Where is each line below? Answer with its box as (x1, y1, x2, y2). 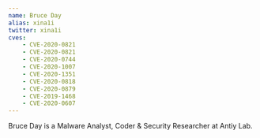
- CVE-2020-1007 (22, 63, 77, 71)
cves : (8, 33, 26, 42)
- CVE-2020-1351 (22, 70, 77, 78)
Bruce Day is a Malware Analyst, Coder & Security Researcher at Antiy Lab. (8, 121, 253, 131)
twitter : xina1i (8, 26, 62, 34)
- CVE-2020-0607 (22, 99, 77, 107)
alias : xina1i (8, 19, 55, 27)
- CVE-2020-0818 (22, 77, 77, 85)
